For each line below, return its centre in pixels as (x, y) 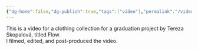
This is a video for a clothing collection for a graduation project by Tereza (95, 28)
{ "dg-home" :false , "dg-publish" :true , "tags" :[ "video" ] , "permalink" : (91, 11)
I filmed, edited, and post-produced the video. (62, 41)
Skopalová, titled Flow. (33, 34)
